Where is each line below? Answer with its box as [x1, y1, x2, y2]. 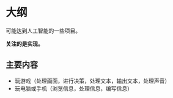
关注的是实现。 [6, 40, 43, 47]
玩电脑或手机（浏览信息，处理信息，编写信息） [14, 85, 133, 92]
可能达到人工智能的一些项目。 [6, 27, 81, 34]
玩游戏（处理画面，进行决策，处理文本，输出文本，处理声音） [14, 77, 171, 85]
